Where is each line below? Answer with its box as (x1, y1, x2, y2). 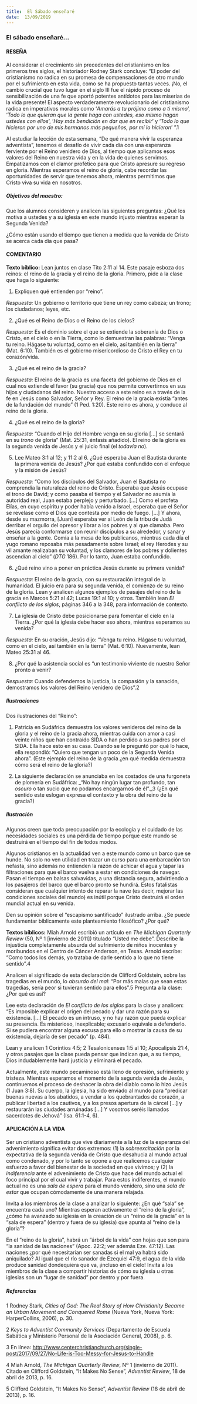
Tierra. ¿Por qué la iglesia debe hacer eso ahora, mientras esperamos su (14, 618, 191, 626)
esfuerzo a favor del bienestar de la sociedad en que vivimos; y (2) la (6, 1163, 174, 1170)
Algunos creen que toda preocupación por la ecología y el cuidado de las (6, 826, 183, 833)
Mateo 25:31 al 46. (6, 648, 51, 656)
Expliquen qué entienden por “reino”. (14, 288, 104, 295)
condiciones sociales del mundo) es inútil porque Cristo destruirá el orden (6, 893, 185, 900)
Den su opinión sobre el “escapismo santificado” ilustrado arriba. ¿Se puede (6, 911, 191, 918)
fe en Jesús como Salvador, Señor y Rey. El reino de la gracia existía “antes (6, 395, 188, 402)
